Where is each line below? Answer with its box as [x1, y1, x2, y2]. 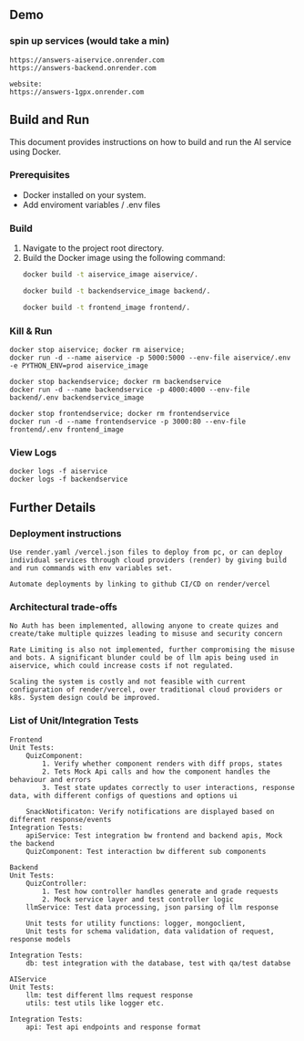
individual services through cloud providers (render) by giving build [9, 556, 287, 565]
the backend [9, 838, 55, 848]
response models [9, 934, 71, 943]
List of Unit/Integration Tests [9, 714, 139, 727]
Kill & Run [9, 324, 53, 337]
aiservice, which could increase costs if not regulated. [9, 661, 234, 671]
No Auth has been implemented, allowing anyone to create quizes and [9, 621, 279, 630]
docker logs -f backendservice [9, 474, 128, 484]
